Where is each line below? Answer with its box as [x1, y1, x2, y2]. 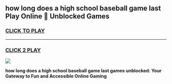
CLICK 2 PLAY [5, 46, 41, 53]
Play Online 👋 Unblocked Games [5, 12, 110, 21]
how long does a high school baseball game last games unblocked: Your [5, 67, 162, 73]
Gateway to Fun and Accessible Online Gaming [5, 73, 107, 79]
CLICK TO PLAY [5, 27, 45, 35]
